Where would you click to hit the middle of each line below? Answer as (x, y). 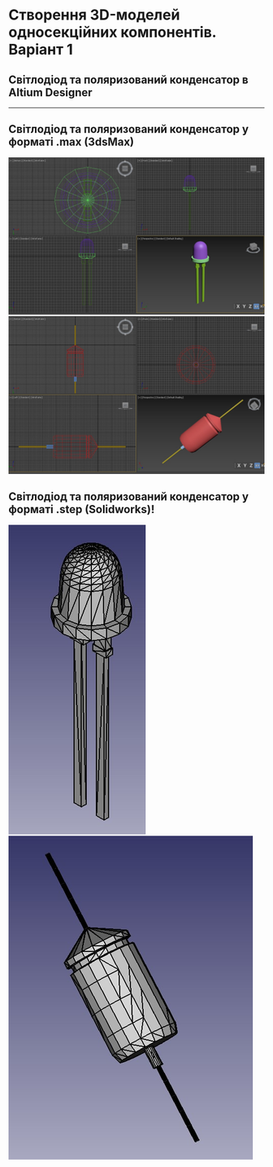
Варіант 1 (41, 50)
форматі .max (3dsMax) (71, 142)
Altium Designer (50, 92)
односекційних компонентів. (113, 32)
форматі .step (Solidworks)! (82, 509)
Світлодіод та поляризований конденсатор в (129, 79)
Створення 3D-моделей (94, 15)
